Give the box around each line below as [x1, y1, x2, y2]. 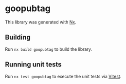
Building [5, 33, 31, 42]
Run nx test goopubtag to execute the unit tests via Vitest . [5, 73, 122, 79]
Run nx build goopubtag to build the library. [5, 46, 92, 52]
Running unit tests [5, 61, 62, 69]
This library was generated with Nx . [5, 19, 76, 25]
